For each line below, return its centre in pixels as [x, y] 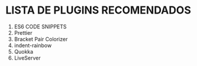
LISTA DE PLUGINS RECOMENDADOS [98, 10]
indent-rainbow [33, 45]
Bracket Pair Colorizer [41, 39]
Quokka [24, 51]
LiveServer [27, 58]
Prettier [23, 32]
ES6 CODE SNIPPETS [40, 27]
